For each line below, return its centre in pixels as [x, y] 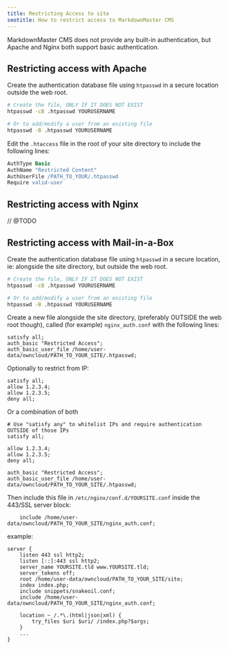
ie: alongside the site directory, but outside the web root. [87, 266]
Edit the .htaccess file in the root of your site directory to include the [104, 143]
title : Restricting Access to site [58, 13]
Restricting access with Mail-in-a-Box [91, 242]
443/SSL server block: [39, 505]
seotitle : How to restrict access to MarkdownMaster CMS [91, 20]
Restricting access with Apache [77, 69]
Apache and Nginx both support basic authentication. [83, 47]
